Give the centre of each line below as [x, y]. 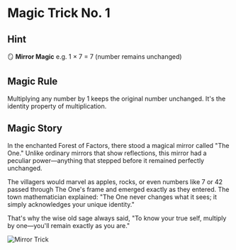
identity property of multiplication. [57, 106]
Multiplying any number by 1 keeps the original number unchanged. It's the [117, 98]
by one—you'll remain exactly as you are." [69, 225]
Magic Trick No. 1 [59, 13]
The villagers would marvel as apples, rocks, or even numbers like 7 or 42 [115, 181]
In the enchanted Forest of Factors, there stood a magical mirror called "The [118, 145]
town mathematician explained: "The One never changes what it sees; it [112, 197]
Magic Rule [33, 82]
